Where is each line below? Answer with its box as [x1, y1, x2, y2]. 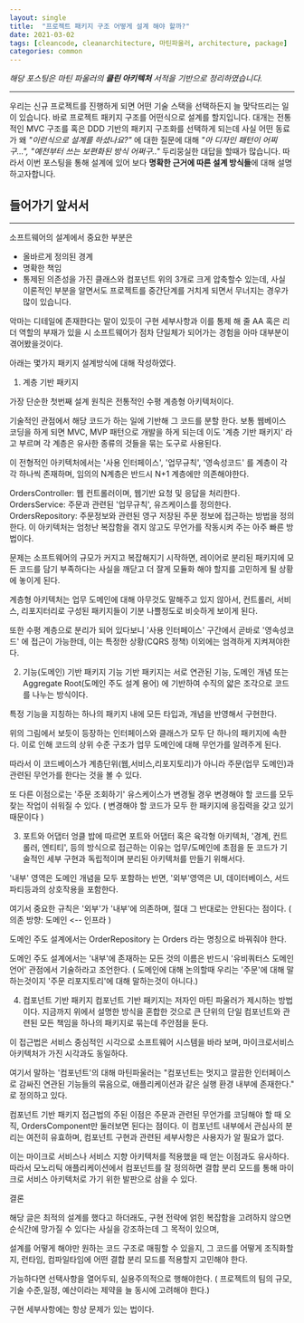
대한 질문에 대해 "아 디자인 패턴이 [143, 135, 261, 146]
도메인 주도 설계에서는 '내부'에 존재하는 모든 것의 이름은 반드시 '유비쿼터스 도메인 [9, 953, 294, 963]
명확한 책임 [22, 262, 62, 273]
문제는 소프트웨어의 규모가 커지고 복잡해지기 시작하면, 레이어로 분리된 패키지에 [9, 551, 285, 562]
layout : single [9, 13, 67, 23]
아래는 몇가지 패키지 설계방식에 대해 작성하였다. [9, 357, 176, 368]
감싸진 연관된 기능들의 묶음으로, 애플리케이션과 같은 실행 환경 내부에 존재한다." [18, 1079, 295, 1089]
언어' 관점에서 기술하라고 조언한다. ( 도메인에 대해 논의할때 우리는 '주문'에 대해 [9, 963, 285, 974]
